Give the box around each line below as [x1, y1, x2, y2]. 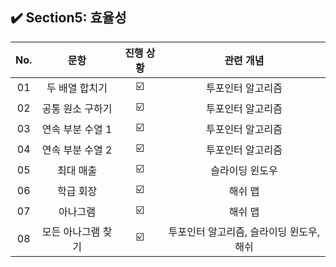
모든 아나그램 [41, 224, 101, 238]
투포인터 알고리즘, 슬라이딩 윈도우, [168, 224, 321, 238]
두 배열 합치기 [46, 81, 108, 95]
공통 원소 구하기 [41, 102, 113, 116]
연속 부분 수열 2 [41, 143, 113, 157]
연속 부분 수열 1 [41, 123, 113, 137]
